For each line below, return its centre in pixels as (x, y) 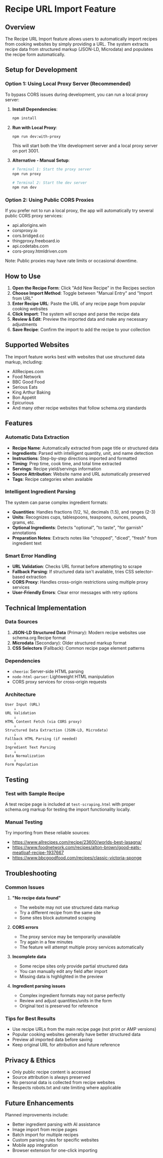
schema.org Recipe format (39, 638)
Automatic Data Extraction (37, 437)
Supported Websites (37, 345)
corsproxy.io (25, 231)
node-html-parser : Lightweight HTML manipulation (63, 677)
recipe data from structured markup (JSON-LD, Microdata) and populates (79, 49)
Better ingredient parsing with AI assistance (56, 1124)
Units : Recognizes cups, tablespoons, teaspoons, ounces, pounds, (80, 517)
